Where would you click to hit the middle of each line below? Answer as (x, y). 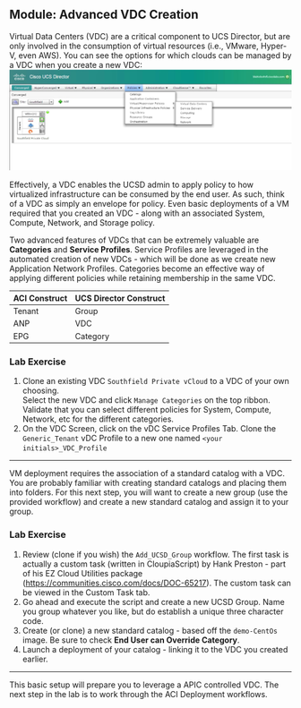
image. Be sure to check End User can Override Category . (131, 640)
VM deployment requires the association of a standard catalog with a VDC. (147, 473)
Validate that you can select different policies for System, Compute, (146, 410)
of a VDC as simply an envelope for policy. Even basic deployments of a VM (149, 204)
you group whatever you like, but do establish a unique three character (153, 611)
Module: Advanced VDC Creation (104, 15)
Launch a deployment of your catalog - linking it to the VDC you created (155, 649)
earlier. (35, 659)
